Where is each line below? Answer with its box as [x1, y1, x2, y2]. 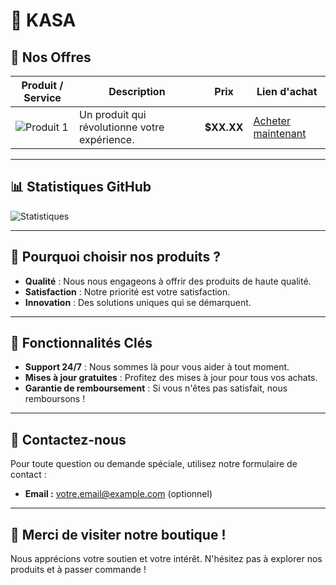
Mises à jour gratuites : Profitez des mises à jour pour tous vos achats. [24, 372, 318, 384]
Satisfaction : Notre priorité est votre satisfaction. [24, 285, 231, 298]
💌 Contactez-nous [10, 431, 127, 448]
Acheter [253, 114, 291, 128]
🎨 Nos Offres [10, 49, 92, 66]
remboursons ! [24, 393, 86, 405]
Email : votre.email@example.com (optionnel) [24, 488, 213, 500]
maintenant [253, 127, 307, 140]
